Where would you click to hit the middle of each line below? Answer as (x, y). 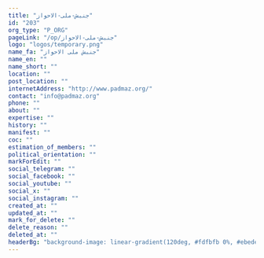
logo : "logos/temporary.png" (56, 45)
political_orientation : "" (52, 154)
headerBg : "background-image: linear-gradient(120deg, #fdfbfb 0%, (121, 242)
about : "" (24, 111)
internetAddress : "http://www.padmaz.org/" (81, 88)
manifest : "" (29, 132)
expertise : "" (31, 118)
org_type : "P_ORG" (38, 30)
